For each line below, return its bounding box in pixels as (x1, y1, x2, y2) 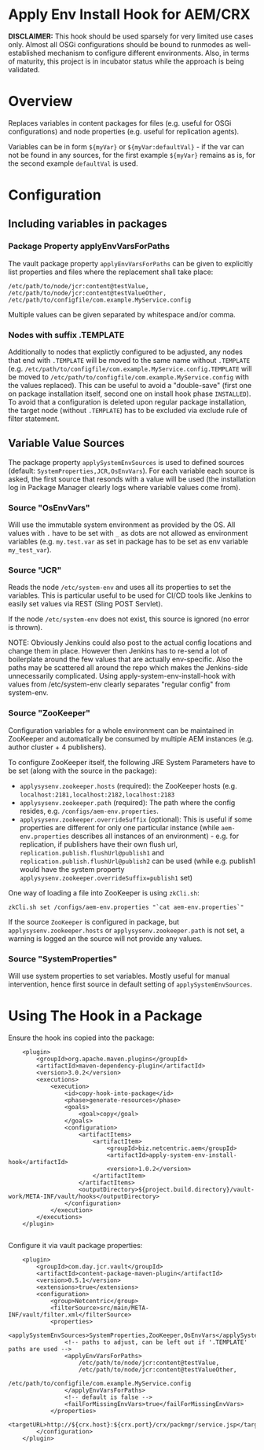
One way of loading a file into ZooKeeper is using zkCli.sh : (8, 888, 200, 897)
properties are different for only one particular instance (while (19, 822, 220, 832)
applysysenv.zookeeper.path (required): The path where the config (19, 797, 236, 807)
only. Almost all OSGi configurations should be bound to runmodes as (8, 39, 233, 49)
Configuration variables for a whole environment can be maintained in (8, 725, 234, 735)
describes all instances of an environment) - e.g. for (70, 831, 240, 840)
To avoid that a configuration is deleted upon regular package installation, (8, 397, 247, 407)
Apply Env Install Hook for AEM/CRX (8, 5, 251, 24)
